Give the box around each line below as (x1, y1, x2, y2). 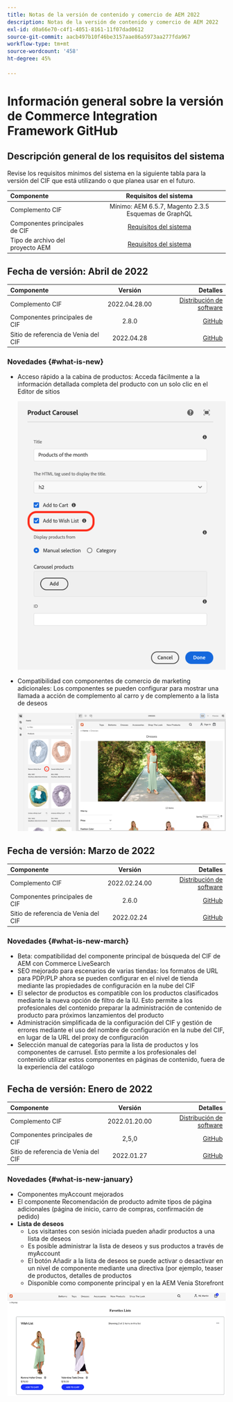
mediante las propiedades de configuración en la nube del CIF (17, 981, 196, 990)
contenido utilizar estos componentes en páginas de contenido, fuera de (17, 1056, 225, 1064)
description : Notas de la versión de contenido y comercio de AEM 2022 (7, 18, 218, 26)
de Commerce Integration (7, 108, 158, 124)
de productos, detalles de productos (27, 1271, 132, 1280)
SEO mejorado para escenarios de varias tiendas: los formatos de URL (17, 967, 218, 975)
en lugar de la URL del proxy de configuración (17, 1033, 149, 1042)
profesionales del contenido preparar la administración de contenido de (17, 1004, 222, 1012)
